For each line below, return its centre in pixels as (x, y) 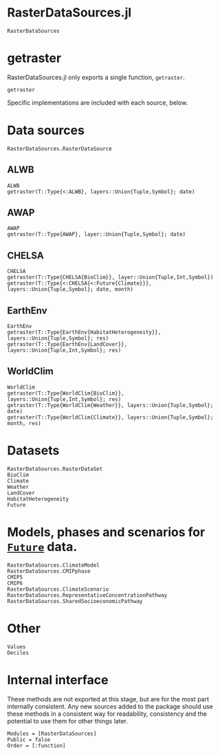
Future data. (42, 547)
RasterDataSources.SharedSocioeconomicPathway (75, 601)
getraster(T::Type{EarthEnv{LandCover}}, (67, 344)
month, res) (24, 423)
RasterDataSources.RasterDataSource (59, 149)
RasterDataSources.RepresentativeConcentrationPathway (87, 595)
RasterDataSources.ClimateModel (53, 565)
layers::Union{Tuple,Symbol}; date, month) (70, 289)
